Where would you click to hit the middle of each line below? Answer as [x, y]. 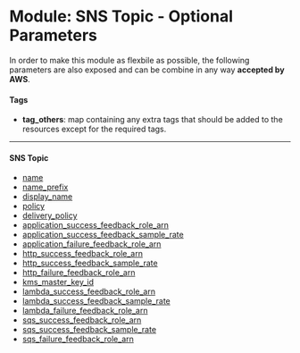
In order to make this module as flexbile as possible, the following [129, 60]
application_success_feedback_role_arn [96, 225]
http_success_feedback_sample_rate [90, 263]
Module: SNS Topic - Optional [121, 17]
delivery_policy [50, 215]
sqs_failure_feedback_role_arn [78, 339]
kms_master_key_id [58, 282]
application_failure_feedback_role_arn [92, 244]
